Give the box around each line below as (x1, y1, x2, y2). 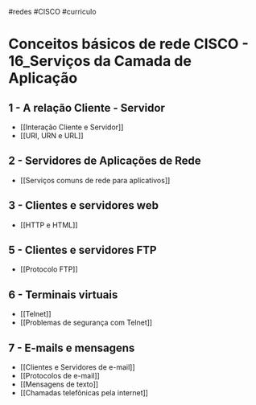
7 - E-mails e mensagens (8, 341, 135, 354)
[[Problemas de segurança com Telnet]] (19, 317, 153, 328)
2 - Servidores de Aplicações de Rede (8, 154, 201, 168)
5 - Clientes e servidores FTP (8, 243, 157, 257)
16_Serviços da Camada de (8, 52, 192, 71)
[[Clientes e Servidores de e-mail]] (19, 362, 135, 372)
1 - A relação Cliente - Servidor (8, 100, 165, 115)
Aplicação (8, 69, 78, 88)
